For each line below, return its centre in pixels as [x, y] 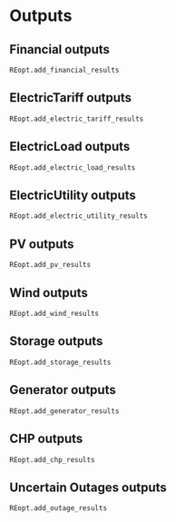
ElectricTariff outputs [71, 98]
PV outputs [42, 244]
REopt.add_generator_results [64, 411]
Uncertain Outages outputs [88, 487]
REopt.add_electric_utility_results [78, 216]
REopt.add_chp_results [52, 459]
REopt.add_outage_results [58, 508]
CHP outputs [46, 439]
